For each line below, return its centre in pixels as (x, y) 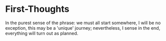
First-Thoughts (37, 9)
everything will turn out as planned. (42, 33)
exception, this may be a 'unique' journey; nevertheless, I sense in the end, (83, 28)
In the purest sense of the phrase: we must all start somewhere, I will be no (83, 23)
